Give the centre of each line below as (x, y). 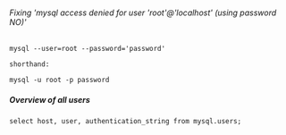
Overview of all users (50, 99)
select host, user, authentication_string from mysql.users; (126, 122)
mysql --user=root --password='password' (88, 49)
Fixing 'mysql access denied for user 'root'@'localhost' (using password (143, 13)
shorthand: (29, 64)
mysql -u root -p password (59, 80)
